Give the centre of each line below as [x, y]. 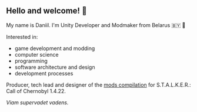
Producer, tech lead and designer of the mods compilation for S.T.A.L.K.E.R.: [98, 85]
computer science [36, 54]
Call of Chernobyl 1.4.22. [36, 91]
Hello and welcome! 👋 [46, 11]
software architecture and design [55, 67]
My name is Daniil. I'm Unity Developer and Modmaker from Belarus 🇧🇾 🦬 [96, 25]
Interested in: [22, 37]
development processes [44, 73]
